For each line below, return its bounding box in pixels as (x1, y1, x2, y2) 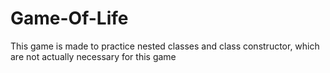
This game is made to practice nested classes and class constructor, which (10, 40, 320, 52)
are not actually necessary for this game (10, 50, 177, 62)
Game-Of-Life (10, 7, 129, 30)
